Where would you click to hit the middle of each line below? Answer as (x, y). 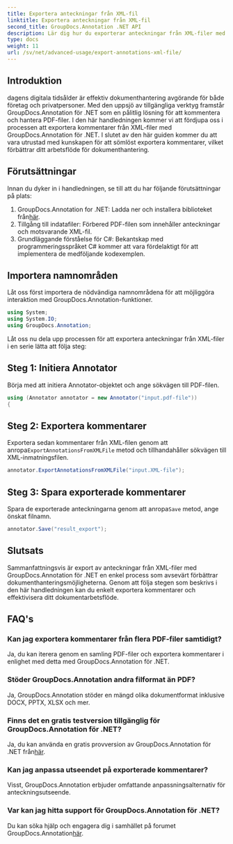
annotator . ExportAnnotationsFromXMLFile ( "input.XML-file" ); (96, 470)
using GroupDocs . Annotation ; (49, 326)
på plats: (20, 195)
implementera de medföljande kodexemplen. (81, 254)
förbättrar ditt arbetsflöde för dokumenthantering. (78, 149)
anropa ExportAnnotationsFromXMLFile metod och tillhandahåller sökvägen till (117, 450)
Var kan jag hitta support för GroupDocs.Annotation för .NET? (114, 811)
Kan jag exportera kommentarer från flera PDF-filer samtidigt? (114, 639)
